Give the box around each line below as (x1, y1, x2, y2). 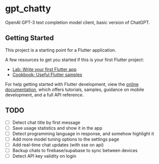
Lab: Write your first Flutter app (12, 66, 77, 72)
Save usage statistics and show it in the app (12, 125, 103, 131)
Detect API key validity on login (12, 153, 77, 159)
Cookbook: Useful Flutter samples (12, 72, 82, 78)
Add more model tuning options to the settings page (12, 136, 119, 142)
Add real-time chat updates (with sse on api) (12, 142, 104, 148)
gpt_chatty (5, 3, 51, 14)
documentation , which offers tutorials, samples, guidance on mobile (5, 86, 144, 92)
